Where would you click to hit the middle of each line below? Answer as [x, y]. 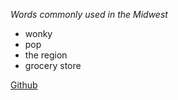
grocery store [53, 65]
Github [24, 85]
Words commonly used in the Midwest [89, 14]
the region [46, 55]
